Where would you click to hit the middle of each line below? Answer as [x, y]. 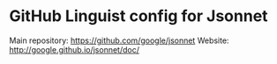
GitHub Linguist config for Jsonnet [138, 16]
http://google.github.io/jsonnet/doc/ [74, 49]
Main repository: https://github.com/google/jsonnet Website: [119, 40]
